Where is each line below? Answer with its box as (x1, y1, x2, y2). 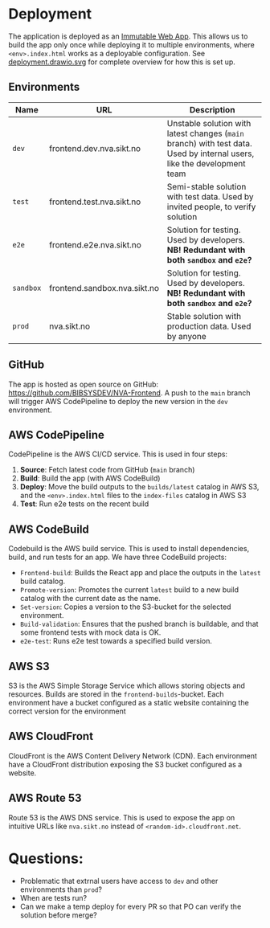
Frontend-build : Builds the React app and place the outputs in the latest (19, 568, 261, 578)
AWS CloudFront (8, 730, 94, 743)
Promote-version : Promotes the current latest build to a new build (19, 585, 239, 595)
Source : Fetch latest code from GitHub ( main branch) (19, 465, 195, 475)
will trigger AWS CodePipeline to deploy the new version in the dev (8, 396, 229, 406)
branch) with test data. (166, 137, 252, 149)
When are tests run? (19, 893, 87, 902)
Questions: (8, 849, 84, 868)
